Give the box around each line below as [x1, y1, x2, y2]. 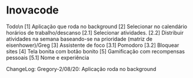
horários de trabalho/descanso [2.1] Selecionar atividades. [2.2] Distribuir [6, 29, 184, 36]
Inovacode [6, 4, 59, 17]
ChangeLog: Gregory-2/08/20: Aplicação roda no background [6, 65, 157, 72]
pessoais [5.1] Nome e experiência [6, 54, 89, 61]
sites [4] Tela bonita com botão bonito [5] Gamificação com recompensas [6, 48, 185, 55]
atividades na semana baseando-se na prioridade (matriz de [6, 35, 153, 42]
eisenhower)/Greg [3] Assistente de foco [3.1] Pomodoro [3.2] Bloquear [6, 42, 179, 49]
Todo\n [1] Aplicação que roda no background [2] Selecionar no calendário [6, 23, 187, 30]
